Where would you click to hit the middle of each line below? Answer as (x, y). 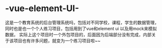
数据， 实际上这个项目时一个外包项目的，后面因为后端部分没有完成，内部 (78, 34)
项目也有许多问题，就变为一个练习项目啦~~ (57, 40)
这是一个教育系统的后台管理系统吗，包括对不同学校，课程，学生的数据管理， (82, 22)
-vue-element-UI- (42, 8)
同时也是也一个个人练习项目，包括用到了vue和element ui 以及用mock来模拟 (81, 28)
